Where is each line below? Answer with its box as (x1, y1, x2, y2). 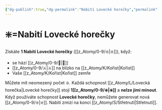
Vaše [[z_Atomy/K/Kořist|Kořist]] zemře (12, 70, 91, 76)
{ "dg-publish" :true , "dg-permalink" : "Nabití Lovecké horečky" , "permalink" (5, 7, 158, 12)
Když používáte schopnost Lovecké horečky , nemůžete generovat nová (5, 94, 150, 100)
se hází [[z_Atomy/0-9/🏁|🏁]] (12, 60, 69, 65)
